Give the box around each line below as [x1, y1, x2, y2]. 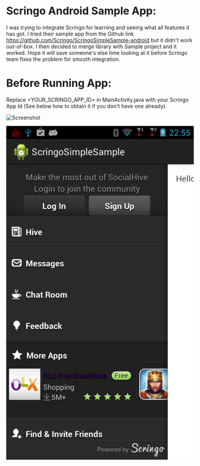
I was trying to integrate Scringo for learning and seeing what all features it [6, 24, 190, 31]
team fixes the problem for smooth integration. [6, 55, 120, 63]
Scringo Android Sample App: [6, 4, 157, 18]
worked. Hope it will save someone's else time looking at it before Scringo [6, 49, 187, 56]
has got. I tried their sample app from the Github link [6, 30, 134, 37]
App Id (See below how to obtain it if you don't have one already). [6, 102, 167, 110]
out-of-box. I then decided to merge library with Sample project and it [6, 43, 177, 50]
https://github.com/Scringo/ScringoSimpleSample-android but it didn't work [6, 36, 193, 44]
